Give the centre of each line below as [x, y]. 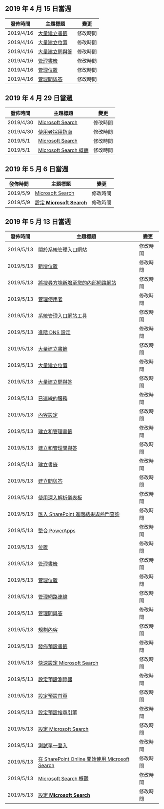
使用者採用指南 [55, 132]
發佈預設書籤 [53, 646]
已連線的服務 [53, 399]
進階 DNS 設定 [54, 333]
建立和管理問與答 [58, 448]
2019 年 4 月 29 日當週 [39, 98]
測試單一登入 [53, 746]
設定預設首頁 [53, 696]
